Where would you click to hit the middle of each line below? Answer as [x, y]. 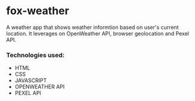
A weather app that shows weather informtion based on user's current [92, 27]
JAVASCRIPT [31, 80]
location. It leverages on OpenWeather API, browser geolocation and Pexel [98, 33]
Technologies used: [35, 55]
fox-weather [38, 11]
